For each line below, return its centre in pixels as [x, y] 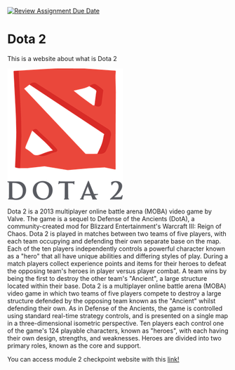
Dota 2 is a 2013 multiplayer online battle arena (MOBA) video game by [110, 211]
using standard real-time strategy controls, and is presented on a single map [118, 315]
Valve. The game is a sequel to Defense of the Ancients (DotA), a [101, 218]
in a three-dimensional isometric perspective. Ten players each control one [116, 323]
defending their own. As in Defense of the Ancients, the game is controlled [115, 308]
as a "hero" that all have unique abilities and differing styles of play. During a [118, 256]
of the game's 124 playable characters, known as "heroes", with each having [118, 331]
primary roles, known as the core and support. [74, 345]
